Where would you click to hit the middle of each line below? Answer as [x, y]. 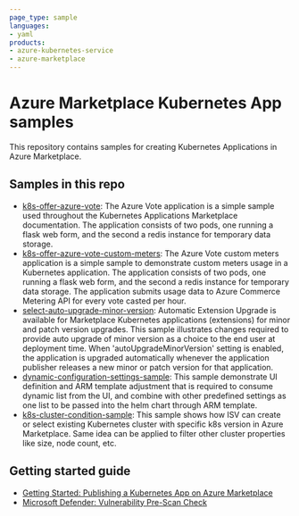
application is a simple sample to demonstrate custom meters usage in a [155, 262]
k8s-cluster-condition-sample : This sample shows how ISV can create [151, 414]
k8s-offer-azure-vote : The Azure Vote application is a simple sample [148, 205]
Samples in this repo [67, 184]
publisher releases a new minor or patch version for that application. [148, 367]
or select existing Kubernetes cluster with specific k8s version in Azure [153, 424]
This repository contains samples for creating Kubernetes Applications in [143, 146]
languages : [29, 26]
